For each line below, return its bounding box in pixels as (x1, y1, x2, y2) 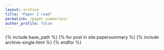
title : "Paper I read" (5, 12, 52, 17)
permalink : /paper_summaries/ (5, 16, 68, 21)
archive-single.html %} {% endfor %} (5, 40, 82, 46)
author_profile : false (5, 21, 52, 26)
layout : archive (5, 7, 39, 12)
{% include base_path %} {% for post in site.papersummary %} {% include (5, 34, 159, 40)
